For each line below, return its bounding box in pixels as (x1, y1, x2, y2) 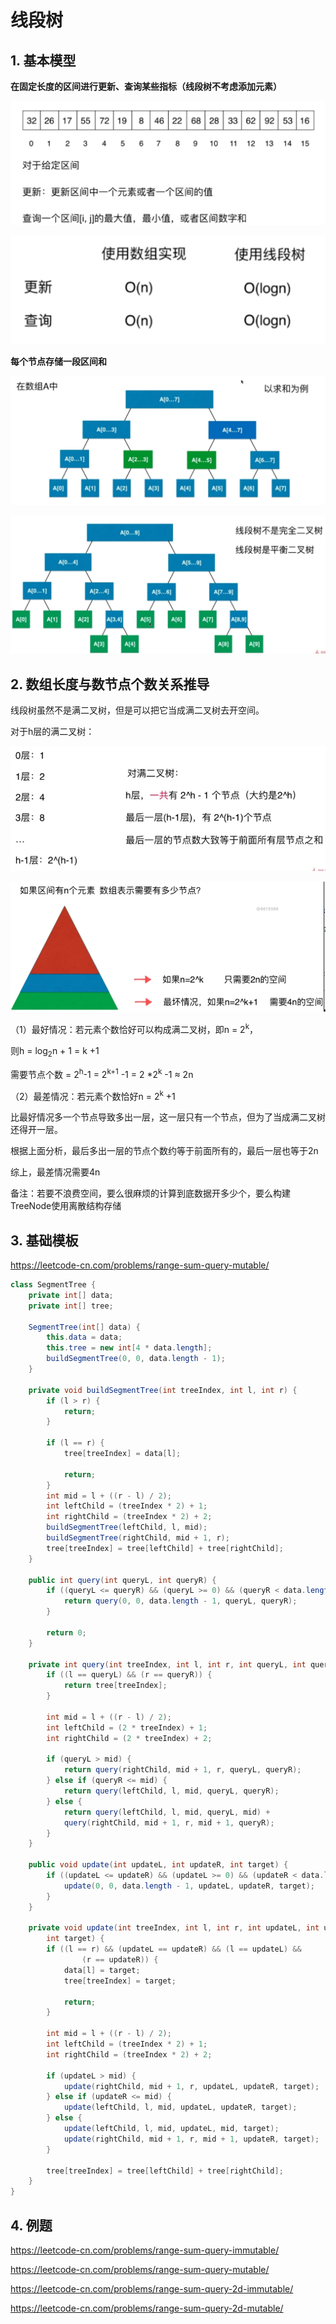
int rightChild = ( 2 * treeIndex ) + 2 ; (46, 1733, 213, 1743)
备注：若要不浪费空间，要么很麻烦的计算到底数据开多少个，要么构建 (10, 1187, 291, 1200)
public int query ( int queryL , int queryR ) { (28, 1575, 217, 1585)
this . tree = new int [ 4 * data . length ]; (46, 1343, 213, 1353)
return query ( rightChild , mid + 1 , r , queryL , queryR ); (63, 1765, 302, 1775)
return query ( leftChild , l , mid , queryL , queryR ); (63, 1786, 280, 1796)
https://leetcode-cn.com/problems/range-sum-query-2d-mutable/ (10, 2302, 284, 2314)
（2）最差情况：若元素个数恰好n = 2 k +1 (10, 1088, 176, 1102)
